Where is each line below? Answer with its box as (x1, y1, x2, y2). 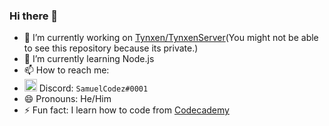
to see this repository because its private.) (23, 42, 199, 54)
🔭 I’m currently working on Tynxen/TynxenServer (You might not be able (23, 32, 319, 44)
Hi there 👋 (9, 9, 59, 23)
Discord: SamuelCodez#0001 (38, 82, 149, 94)
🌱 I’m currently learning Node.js (23, 53, 155, 65)
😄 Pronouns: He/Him (23, 93, 112, 105)
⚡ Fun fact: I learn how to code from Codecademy (23, 104, 230, 116)
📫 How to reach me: (23, 64, 110, 76)
